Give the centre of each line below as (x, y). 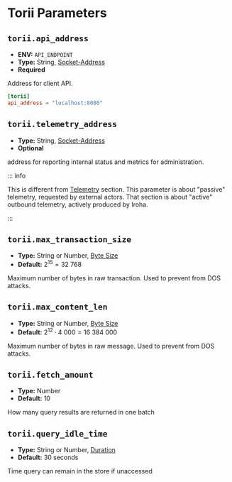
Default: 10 (34, 398)
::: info (17, 175)
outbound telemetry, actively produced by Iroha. (78, 204)
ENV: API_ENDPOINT (45, 54)
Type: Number (39, 391)
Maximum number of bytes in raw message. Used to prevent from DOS (111, 346)
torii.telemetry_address (62, 124)
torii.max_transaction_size (70, 239)
